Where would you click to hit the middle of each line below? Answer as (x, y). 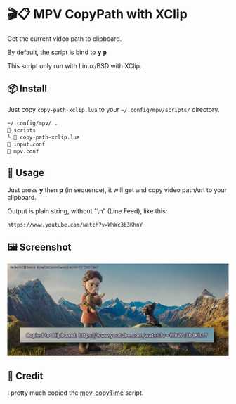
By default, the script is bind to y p (57, 52)
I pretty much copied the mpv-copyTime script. (76, 393)
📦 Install (27, 89)
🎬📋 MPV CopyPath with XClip (97, 14)
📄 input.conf (26, 144)
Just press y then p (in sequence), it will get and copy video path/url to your (117, 190)
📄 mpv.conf (23, 151)
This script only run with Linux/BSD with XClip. (74, 65)
